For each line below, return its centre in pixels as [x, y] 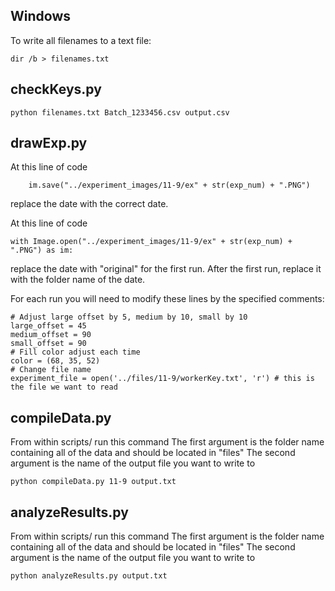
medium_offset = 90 [51, 335]
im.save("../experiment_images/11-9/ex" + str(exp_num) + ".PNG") [169, 185]
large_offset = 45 [48, 326]
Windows [40, 16]
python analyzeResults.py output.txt [89, 576]
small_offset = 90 [48, 344]
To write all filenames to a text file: [81, 40]
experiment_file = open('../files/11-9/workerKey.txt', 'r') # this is [162, 379]
